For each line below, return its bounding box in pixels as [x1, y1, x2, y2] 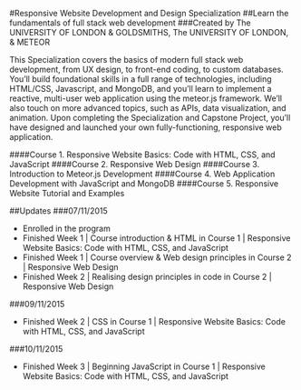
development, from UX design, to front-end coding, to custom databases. [9, 64, 284, 75]
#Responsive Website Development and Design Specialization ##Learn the [9, 8, 289, 18]
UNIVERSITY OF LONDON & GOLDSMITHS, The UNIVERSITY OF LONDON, [9, 27, 288, 37]
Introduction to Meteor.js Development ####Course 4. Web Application [9, 168, 276, 179]
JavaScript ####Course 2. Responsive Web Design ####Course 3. [9, 159, 260, 169]
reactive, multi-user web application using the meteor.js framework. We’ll [9, 93, 283, 104]
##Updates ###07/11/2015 [9, 205, 109, 216]
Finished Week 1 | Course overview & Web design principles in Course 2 [22, 252, 292, 263]
